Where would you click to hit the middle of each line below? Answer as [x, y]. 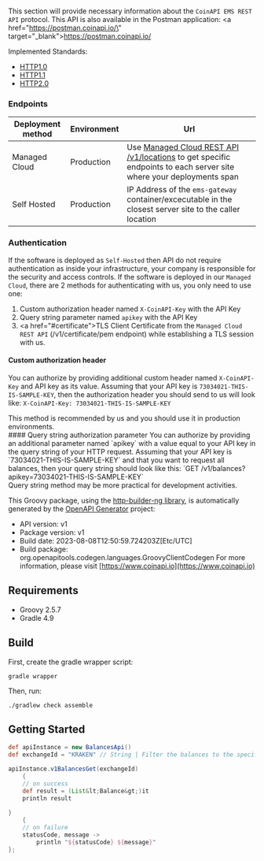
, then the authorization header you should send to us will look [154, 394]
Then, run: [25, 691]
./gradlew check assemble [50, 705]
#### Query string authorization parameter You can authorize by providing [129, 435]
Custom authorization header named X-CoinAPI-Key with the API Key [130, 309]
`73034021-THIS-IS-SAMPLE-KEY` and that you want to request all [117, 460]
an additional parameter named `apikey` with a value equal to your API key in [132, 443]
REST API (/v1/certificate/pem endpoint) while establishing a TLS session [136, 334]
